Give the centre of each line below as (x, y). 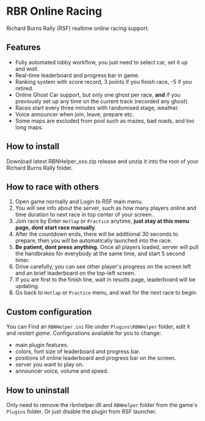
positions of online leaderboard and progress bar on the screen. (95, 358)
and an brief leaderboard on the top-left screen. (75, 273)
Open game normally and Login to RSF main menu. (79, 202)
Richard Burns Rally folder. (40, 168)
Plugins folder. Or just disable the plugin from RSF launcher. (81, 412)
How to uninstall (38, 390)
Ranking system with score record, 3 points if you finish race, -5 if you (103, 81)
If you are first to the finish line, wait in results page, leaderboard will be (105, 280)
